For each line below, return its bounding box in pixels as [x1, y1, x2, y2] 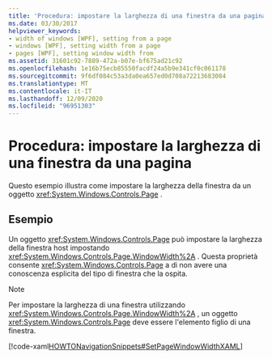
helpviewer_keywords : [8, 27, 82, 35]
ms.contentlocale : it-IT [8, 87, 92, 95]
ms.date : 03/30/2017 [8, 19, 79, 27]
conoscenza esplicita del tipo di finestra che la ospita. [8, 268, 188, 278]
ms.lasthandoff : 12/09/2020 [8, 95, 104, 103]
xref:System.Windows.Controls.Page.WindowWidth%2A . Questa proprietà [8, 251, 258, 261]
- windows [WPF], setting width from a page [8, 42, 161, 50]
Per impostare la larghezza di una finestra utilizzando [8, 300, 186, 310]
